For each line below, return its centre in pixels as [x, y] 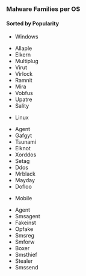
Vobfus [24, 93]
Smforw [25, 242]
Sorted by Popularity [32, 23]
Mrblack [25, 174]
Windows [26, 37]
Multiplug [27, 61]
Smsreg [25, 236]
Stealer [24, 261]
